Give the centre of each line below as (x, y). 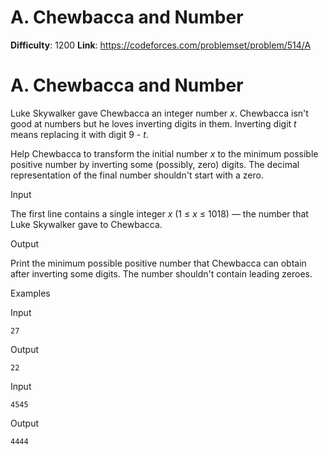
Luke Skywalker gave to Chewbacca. (86, 224)
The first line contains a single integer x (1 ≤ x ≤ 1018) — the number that (159, 213)
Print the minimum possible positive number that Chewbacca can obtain (158, 263)
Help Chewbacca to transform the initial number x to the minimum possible (164, 153)
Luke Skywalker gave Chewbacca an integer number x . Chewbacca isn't (159, 113)
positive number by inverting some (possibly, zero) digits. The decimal (155, 164)
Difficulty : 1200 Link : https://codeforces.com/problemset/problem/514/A (161, 45)
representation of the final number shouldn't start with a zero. (137, 175)
